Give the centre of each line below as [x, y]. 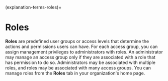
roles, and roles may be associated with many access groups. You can [78, 67]
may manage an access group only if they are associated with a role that [80, 57]
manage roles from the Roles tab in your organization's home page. [75, 73]
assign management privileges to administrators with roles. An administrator [84, 51]
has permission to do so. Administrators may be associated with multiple [80, 62]
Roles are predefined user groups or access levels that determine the [77, 41]
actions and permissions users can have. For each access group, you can [81, 46]
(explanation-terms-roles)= [33, 7]
